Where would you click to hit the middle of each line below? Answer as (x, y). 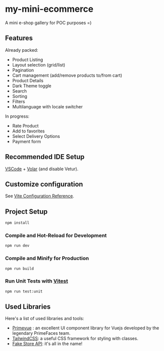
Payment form (27, 141)
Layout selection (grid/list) (39, 64)
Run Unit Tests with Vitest (37, 281)
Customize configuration (44, 184)
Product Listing (27, 60)
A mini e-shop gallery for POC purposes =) (48, 23)
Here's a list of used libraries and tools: (45, 319)
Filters (19, 101)
